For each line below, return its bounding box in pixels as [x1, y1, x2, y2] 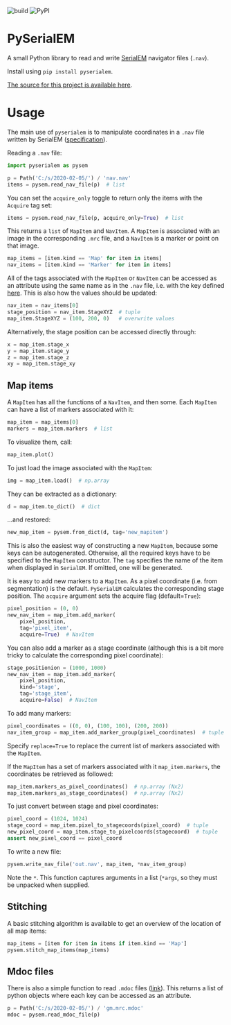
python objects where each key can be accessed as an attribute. [7, 992, 192, 1000]
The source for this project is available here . [7, 80, 133, 89]
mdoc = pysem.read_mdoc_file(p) [7, 1011, 100, 1019]
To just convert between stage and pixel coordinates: [7, 802, 159, 811]
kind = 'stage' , [19, 684, 60, 691]
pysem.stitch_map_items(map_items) [7, 947, 110, 954]
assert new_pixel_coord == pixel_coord [7, 835, 122, 842]
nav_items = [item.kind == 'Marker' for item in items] [7, 261, 172, 268]
